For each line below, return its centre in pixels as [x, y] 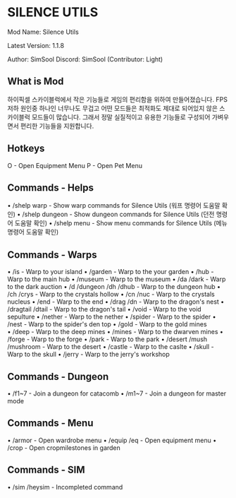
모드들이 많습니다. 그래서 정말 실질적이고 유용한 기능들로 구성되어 [121, 117]
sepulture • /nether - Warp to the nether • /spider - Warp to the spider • [112, 317]
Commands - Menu [50, 423]
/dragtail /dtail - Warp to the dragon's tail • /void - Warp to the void [105, 309]
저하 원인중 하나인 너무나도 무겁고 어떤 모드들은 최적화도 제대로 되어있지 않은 [113, 108]
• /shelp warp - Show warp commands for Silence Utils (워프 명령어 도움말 [114, 206]
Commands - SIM [46, 470]
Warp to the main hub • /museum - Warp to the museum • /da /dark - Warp [117, 279]
